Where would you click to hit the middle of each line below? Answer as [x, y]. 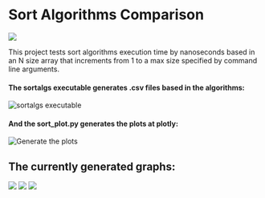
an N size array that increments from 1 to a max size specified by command [133, 60]
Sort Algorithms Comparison [106, 15]
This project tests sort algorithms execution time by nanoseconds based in [132, 52]
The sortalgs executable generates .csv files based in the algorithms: [126, 87]
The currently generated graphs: [92, 166]
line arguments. [34, 69]
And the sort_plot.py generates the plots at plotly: [94, 123]
